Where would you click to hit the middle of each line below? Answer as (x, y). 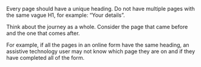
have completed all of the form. (46, 58)
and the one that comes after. (43, 33)
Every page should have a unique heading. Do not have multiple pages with (101, 9)
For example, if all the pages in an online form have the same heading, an (98, 45)
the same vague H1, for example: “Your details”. (66, 15)
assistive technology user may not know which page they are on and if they (101, 51)
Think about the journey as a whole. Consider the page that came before (97, 27)
